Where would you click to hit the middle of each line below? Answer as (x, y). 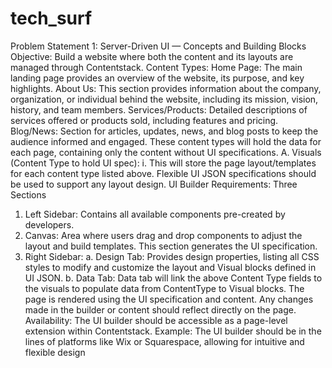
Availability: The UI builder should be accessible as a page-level (156, 320)
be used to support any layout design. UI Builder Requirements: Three (154, 184)
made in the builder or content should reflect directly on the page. (160, 309)
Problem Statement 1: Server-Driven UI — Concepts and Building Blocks (158, 46)
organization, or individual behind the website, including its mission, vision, (164, 99)
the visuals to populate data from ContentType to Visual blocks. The (164, 288)
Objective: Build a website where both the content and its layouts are (152, 56)
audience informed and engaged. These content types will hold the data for (166, 141)
